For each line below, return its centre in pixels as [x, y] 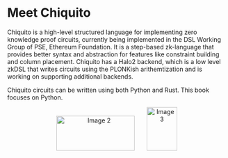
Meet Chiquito [49, 13]
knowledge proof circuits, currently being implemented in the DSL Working [114, 39]
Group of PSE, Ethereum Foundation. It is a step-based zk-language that [111, 47]
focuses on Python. [35, 97]
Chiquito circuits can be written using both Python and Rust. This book [108, 90]
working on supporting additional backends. [70, 76]
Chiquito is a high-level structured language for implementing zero [102, 32]
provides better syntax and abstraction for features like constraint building [113, 54]
